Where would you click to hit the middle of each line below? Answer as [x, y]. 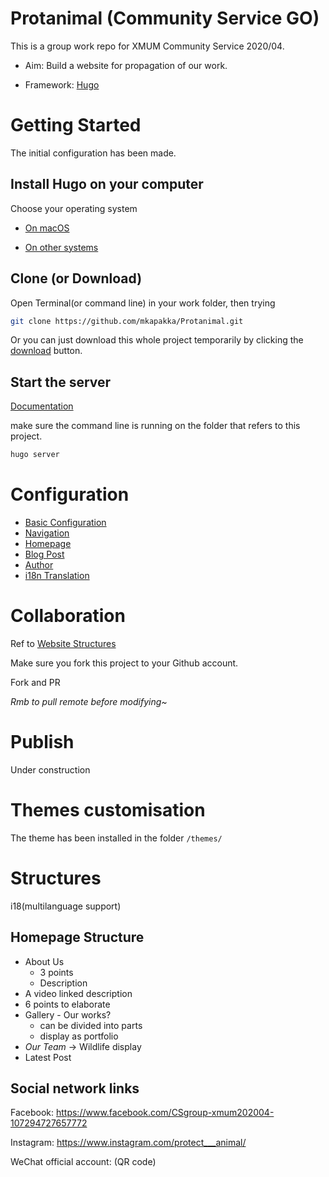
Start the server [61, 382]
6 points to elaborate [67, 1004]
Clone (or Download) [76, 278]
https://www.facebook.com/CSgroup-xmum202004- [165, 1113]
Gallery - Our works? [68, 1014]
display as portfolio [79, 1036]
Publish [42, 742]
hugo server [35, 455]
